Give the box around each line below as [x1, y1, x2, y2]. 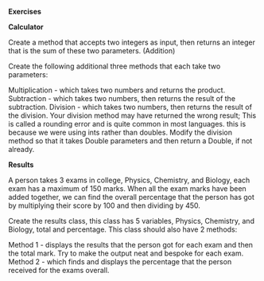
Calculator [8, 22, 44, 31]
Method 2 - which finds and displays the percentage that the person [8, 257, 232, 266]
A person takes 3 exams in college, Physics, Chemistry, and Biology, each [8, 175, 250, 185]
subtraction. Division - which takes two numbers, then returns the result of [8, 103, 253, 111]
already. [8, 145, 35, 154]
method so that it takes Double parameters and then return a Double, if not [8, 136, 253, 146]
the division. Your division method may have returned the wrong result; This [8, 111, 257, 120]
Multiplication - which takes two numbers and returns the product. [8, 85, 226, 95]
